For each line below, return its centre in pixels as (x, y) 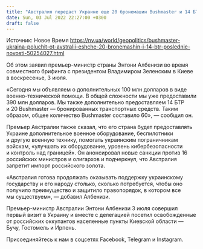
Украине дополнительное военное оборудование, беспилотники (90, 133)
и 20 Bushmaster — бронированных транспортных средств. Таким (92, 109)
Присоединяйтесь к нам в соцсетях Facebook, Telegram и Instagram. (95, 239)
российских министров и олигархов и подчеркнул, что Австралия (92, 159)
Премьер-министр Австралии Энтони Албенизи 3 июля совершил (92, 208)
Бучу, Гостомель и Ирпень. (41, 228)
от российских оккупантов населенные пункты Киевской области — (95, 221)
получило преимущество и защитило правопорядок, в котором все (94, 190)
